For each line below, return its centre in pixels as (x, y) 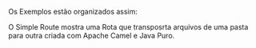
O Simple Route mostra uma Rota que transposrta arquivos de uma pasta (128, 27)
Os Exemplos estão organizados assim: (73, 12)
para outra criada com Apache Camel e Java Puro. (92, 36)
